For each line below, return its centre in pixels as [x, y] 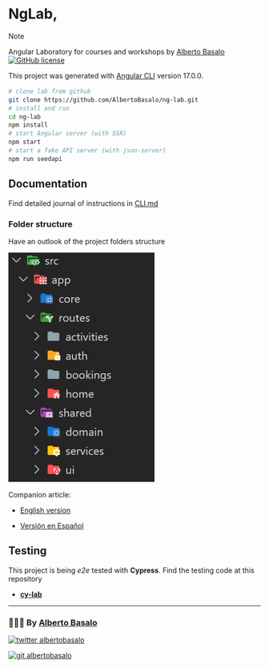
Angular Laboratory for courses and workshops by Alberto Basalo [117, 51]
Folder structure [40, 223]
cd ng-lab [25, 117]
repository [25, 578]
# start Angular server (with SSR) [68, 134]
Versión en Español [52, 525]
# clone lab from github [50, 91]
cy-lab [31, 594]
